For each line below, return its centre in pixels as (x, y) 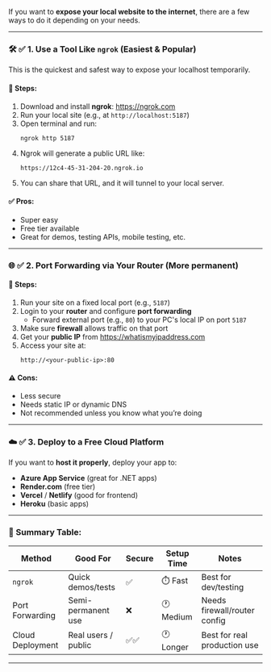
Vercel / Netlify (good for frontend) (79, 495)
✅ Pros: (21, 202)
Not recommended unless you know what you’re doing (111, 413)
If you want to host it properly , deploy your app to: (93, 462)
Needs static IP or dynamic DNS (73, 405)
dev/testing (223, 586)
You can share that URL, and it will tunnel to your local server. (122, 183)
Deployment (35, 645)
